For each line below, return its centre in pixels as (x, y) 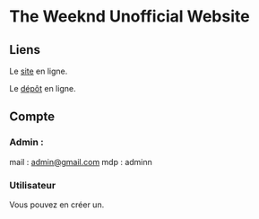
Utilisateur (33, 185)
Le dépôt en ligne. (43, 88)
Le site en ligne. (39, 71)
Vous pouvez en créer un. (57, 205)
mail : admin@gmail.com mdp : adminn (81, 162)
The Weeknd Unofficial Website (129, 17)
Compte (32, 117)
